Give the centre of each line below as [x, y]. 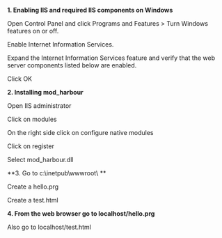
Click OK [20, 79]
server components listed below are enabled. [72, 65]
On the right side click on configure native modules [80, 133]
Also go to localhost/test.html [49, 227]
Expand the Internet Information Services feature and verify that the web [111, 58]
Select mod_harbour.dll [40, 160]
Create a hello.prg [33, 187]
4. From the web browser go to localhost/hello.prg [81, 214]
